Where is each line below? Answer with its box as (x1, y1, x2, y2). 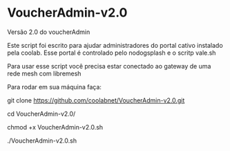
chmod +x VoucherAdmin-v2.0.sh (7, 123, 104, 131)
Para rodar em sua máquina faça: (7, 82, 102, 91)
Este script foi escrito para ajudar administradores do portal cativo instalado (7, 41, 223, 49)
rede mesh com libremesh (7, 69, 82, 78)
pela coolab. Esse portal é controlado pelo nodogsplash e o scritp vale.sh (7, 48, 216, 57)
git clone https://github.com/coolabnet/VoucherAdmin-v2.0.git (7, 96, 185, 105)
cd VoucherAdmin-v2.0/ (7, 109, 76, 118)
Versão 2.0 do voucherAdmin (7, 28, 90, 36)
